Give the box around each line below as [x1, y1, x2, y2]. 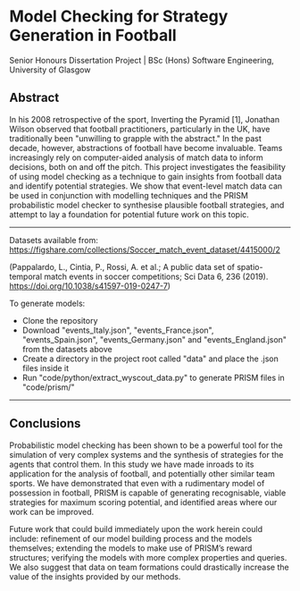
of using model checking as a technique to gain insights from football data [9, 171, 282, 182]
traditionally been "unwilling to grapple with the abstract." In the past [9, 132, 262, 144]
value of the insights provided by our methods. [9, 570, 181, 582]
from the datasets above [21, 343, 113, 354]
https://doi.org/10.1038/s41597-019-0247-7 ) [9, 280, 171, 291]
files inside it [21, 362, 70, 373]
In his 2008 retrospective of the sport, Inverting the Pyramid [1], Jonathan [9, 114, 279, 124]
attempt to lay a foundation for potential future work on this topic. [9, 208, 250, 220]
